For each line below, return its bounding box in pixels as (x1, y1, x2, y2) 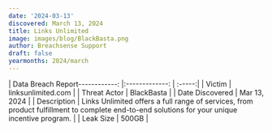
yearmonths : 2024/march (8, 57, 89, 65)
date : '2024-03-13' (8, 11, 75, 20)
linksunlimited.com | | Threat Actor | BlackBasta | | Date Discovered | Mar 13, (8, 87, 264, 97)
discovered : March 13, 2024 (8, 19, 104, 27)
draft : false (8, 49, 53, 57)
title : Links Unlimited (8, 27, 89, 35)
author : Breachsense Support (8, 42, 107, 50)
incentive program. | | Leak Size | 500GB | (8, 113, 149, 123)
